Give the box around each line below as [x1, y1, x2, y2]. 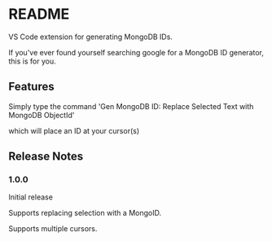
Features [8, 80, 55, 94]
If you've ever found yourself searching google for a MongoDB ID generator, [8, 47, 265, 57]
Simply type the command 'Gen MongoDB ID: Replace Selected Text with [8, 101, 254, 111]
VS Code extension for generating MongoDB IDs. [8, 32, 173, 42]
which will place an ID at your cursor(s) [8, 125, 140, 135]
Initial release [8, 192, 53, 202]
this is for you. [8, 56, 56, 66]
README [8, 5, 70, 24]
